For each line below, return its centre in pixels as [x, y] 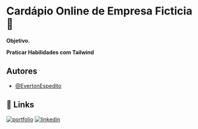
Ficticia [173, 11]
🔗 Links [20, 105]
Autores [22, 71]
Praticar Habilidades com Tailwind [50, 52]
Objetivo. [18, 40]
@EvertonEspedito [38, 86]
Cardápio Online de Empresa [80, 11]
